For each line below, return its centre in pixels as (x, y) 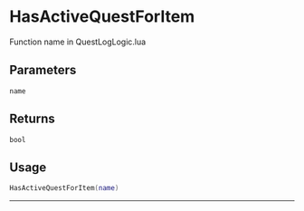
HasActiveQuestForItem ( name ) (64, 188)
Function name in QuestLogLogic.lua (78, 42)
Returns (33, 119)
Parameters (43, 70)
